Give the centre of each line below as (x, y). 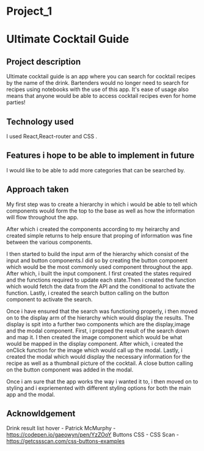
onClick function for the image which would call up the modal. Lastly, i (94, 350)
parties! (16, 103)
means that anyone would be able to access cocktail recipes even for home (101, 96)
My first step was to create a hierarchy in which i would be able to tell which (102, 204)
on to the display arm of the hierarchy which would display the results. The (100, 317)
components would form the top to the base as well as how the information (101, 211)
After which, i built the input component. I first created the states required (99, 273)
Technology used (40, 121)
